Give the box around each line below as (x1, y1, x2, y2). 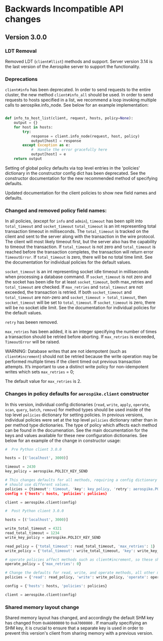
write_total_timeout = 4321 (5, 526, 62, 531)
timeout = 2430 (5, 464, 36, 469)
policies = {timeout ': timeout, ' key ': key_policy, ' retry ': (5, 486, 131, 491)
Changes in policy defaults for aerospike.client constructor (5, 391, 149, 397)
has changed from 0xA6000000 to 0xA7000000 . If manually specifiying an (5, 620, 147, 626)
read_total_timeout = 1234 (5, 531, 60, 536)
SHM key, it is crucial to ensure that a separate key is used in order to (5, 625, 144, 631)
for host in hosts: (14, 125, 53, 129)
